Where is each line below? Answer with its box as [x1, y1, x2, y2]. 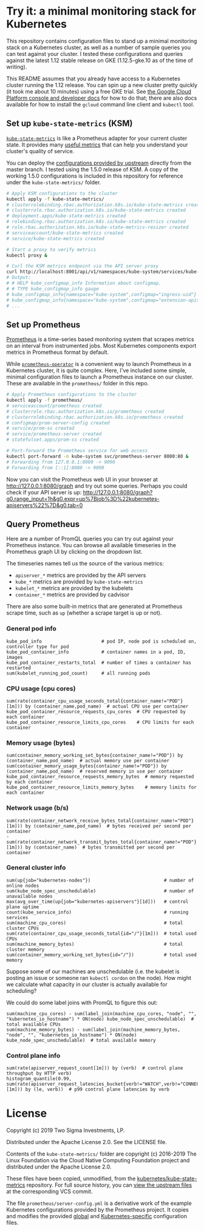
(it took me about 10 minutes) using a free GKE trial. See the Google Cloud [6, 88, 191, 95]
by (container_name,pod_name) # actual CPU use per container [25, 703, 189, 709]
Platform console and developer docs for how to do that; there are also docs [6, 94, 197, 102]
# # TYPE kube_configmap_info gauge [6, 286, 99, 292]
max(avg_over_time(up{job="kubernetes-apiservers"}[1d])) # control [6, 898, 189, 905]
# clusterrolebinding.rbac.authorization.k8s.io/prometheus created [6, 414, 183, 420]
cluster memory [6, 947, 45, 953]
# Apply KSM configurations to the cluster [6, 190, 118, 196]
